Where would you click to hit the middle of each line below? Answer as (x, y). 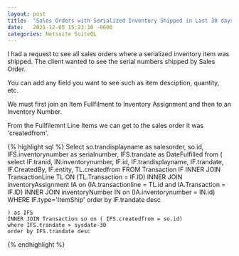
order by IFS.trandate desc (49, 232)
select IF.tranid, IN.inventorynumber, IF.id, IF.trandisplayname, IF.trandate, (116, 162)
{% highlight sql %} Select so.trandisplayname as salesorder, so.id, (106, 147)
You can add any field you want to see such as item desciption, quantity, (113, 83)
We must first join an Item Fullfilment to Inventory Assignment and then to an (119, 105)
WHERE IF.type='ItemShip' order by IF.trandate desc (84, 200)
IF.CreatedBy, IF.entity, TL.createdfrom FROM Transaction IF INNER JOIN (114, 170)
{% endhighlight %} (36, 245)
